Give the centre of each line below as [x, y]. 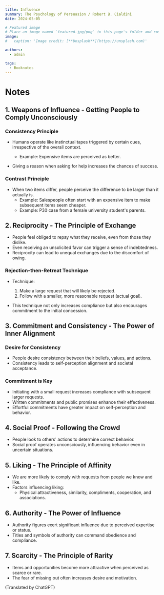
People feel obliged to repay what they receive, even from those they [82, 237]
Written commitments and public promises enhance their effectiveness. [84, 402]
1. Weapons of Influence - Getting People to [72, 110]
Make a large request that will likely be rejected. [67, 290]
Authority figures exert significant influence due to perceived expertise [83, 525]
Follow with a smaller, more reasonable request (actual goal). [81, 296]
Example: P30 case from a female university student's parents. [82, 210]
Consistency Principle [32, 131]
